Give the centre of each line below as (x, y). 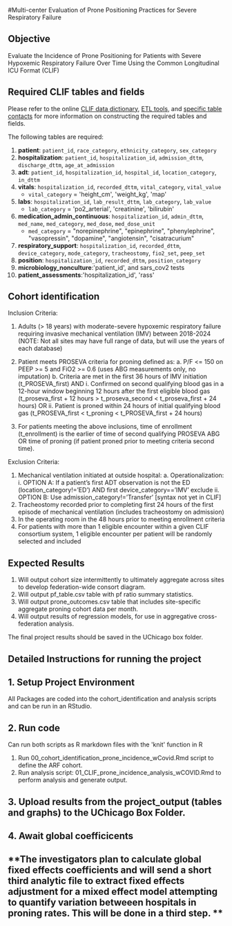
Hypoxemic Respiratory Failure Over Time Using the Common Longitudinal (114, 63)
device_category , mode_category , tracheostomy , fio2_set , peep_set (112, 253)
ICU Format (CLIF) (33, 70)
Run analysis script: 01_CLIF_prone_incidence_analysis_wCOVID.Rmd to (119, 773)
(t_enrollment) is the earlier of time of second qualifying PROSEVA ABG (119, 434)
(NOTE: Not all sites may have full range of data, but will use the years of (121, 341)
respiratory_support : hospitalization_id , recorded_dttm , (99, 245)
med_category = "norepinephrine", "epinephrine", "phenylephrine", (122, 231)
